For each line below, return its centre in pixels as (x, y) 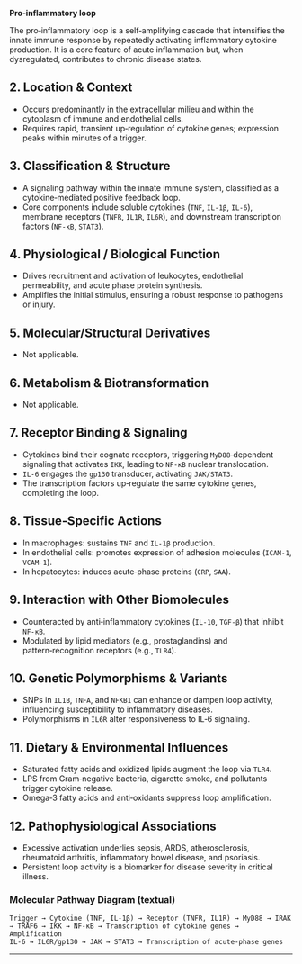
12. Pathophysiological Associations (113, 826)
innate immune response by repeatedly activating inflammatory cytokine (143, 40)
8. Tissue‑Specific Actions (85, 521)
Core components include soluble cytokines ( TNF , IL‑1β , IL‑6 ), (138, 207)
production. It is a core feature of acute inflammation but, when (126, 50)
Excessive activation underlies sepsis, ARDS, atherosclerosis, (136, 847)
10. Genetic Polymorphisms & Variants (119, 678)
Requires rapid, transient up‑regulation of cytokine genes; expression (151, 128)
